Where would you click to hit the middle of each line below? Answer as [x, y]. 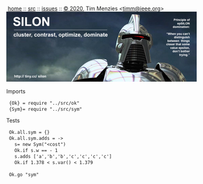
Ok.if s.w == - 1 [36, 150]
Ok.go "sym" [24, 174]
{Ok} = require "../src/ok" [44, 103]
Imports [16, 91]
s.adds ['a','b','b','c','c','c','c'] [63, 156]
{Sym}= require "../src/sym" [46, 109]
